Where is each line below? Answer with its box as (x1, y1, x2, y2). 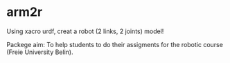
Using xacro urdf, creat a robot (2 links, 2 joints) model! (6, 27, 164, 35)
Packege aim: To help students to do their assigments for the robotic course (6, 40, 223, 48)
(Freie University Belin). (6, 48, 73, 56)
